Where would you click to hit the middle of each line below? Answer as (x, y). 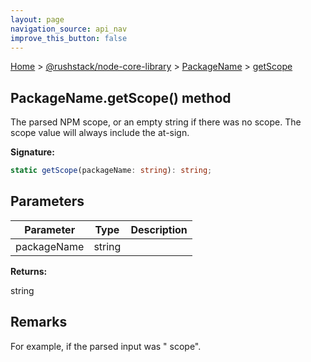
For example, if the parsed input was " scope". (106, 346)
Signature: (32, 152)
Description (159, 229)
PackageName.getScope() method (121, 97)
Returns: (29, 271)
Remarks (39, 322)
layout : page (37, 19)
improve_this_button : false (69, 38)
